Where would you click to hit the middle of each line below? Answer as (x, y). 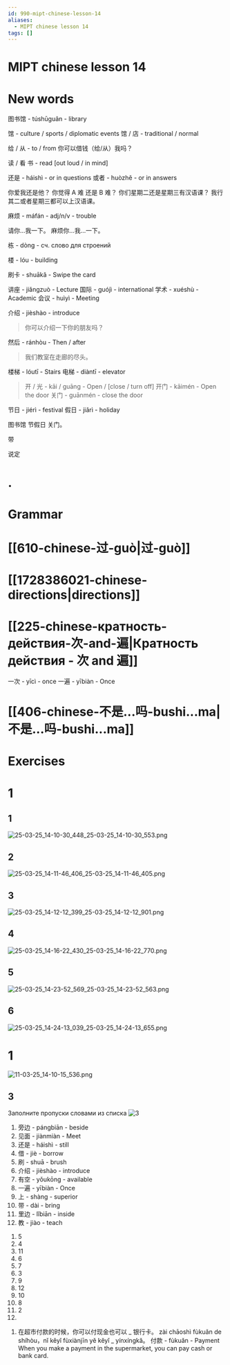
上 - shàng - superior (48, 1197)
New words (41, 99)
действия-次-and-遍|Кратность (103, 643)
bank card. (33, 1356)
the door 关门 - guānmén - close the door (84, 395)
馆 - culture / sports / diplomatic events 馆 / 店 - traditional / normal (103, 134)
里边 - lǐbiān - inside (46, 1214)
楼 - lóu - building (33, 260)
